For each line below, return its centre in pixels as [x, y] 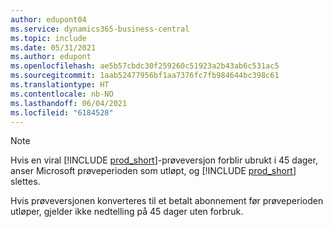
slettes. [25, 182]
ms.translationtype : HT [60, 85]
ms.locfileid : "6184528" [62, 112]
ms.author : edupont [51, 57]
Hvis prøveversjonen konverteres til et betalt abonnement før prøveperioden [167, 201]
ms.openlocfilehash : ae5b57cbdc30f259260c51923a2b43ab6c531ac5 [145, 66]
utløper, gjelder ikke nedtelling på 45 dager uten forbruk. [127, 212]
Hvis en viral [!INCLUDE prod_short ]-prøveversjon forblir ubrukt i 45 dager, [164, 160]
